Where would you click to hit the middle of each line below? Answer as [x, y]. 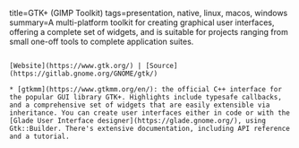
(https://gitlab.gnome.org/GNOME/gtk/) [84, 74]
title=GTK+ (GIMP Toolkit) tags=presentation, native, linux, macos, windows [149, 13]
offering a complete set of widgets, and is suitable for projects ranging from [149, 32]
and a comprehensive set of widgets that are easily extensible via [140, 105]
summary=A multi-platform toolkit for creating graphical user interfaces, [142, 22]
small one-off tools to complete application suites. [102, 41]
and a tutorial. [39, 136]
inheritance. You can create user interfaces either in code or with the [150, 113]
